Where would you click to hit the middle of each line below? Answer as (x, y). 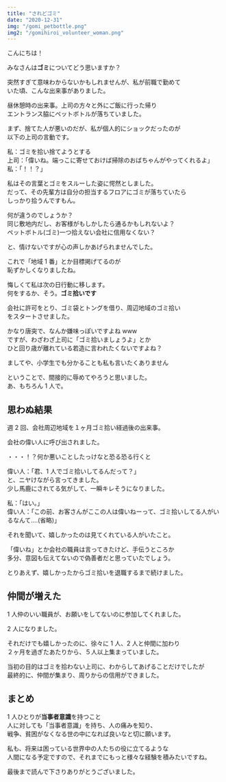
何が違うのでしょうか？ (40, 215)
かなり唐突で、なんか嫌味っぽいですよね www (72, 331)
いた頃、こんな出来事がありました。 (58, 91)
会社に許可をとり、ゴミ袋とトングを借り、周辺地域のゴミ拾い (94, 308)
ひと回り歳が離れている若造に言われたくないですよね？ (85, 348)
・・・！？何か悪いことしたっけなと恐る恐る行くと (79, 457)
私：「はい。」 (25, 503)
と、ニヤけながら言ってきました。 (55, 480)
